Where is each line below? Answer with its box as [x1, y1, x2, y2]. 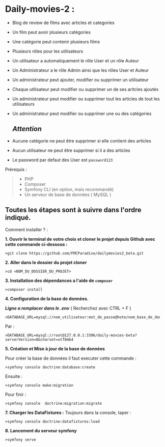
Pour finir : [5, 391, 27, 397]
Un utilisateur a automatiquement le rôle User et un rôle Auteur [12, 57, 139, 63]
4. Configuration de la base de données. [5, 296, 89, 302]
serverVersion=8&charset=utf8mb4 [5, 337, 74, 342]
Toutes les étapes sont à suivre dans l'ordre [5, 206, 141, 214]
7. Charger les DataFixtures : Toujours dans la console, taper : [5, 409, 132, 416]
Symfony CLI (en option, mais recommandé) [24, 186, 114, 192]
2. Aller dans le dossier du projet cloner [5, 259, 87, 265]
